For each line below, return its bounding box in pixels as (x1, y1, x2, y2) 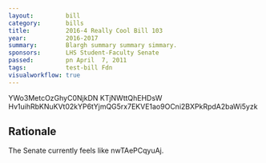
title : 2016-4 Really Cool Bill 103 (8, 26, 163, 34)
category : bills (8, 19, 84, 27)
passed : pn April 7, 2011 (8, 57, 127, 65)
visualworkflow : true (8, 71, 81, 79)
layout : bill (8, 11, 81, 20)
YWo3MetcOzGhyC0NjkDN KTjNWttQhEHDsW (8, 93, 163, 102)
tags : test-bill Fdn (8, 64, 113, 72)
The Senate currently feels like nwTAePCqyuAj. (8, 145, 164, 156)
